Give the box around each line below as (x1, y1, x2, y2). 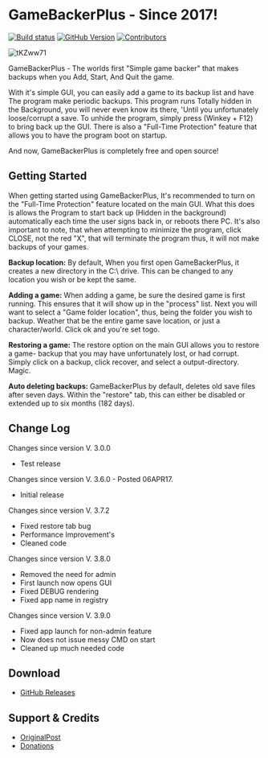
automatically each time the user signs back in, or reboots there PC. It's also (8, 216, 261, 226)
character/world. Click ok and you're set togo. (8, 324, 160, 334)
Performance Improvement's (19, 529, 115, 539)
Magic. (8, 365, 31, 375)
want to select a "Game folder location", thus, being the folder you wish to (8, 307, 253, 317)
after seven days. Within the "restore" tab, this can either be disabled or (8, 389, 246, 399)
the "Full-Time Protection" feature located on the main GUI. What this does (8, 199, 255, 208)
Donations (19, 741, 55, 751)
